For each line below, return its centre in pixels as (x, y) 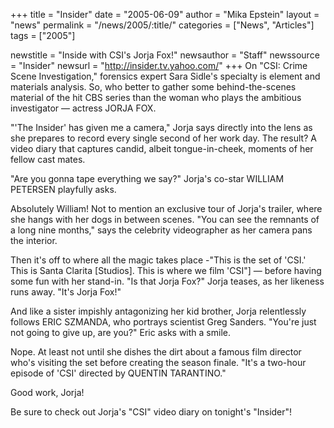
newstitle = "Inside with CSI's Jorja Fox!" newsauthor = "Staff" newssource (165, 55)
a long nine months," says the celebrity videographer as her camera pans (161, 230)
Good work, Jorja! (47, 392)
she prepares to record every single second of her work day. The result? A (163, 138)
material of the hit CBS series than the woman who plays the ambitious (156, 97)
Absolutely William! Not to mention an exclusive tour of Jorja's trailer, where (166, 208)
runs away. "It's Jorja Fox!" (66, 292)
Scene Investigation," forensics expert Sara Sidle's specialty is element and (165, 76)
